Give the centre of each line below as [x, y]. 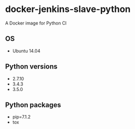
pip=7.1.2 [21, 117]
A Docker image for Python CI [36, 23]
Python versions [31, 67]
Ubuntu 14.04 [26, 50]
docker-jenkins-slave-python [68, 9]
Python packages [33, 105]
